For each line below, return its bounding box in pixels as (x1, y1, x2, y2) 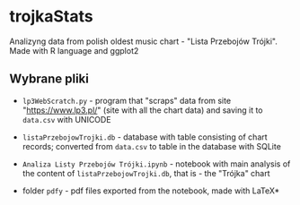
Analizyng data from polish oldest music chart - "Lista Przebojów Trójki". (9, 36, 278, 47)
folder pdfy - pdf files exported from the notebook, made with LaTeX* (22, 185, 280, 196)
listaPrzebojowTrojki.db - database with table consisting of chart (22, 132, 268, 142)
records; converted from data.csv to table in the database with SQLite (22, 141, 281, 151)
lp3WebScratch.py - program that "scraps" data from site (22, 95, 232, 106)
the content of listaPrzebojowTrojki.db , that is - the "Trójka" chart (22, 167, 271, 178)
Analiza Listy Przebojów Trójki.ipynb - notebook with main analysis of (22, 158, 291, 169)
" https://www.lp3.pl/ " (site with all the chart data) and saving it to (22, 105, 263, 115)
